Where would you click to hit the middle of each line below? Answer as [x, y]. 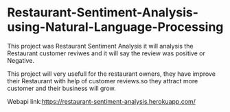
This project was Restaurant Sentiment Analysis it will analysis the [100, 46]
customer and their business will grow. [61, 88]
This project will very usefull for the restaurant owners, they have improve [112, 74]
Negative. [21, 60]
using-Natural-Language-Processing [115, 27]
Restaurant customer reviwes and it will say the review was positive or [106, 53]
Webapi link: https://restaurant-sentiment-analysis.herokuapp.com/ [101, 101]
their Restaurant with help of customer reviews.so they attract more [103, 81]
